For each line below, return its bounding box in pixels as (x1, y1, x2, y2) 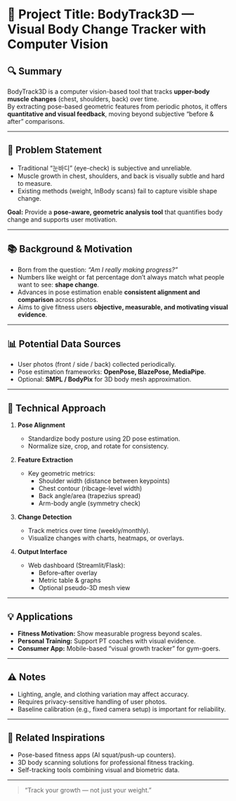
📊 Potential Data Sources (7, 338, 122, 351)
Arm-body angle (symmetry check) (38, 499, 141, 507)
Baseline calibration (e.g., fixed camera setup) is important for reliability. (17, 705, 226, 713)
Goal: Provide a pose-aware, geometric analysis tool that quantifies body (7, 208, 223, 216)
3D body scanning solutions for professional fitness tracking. (17, 758, 195, 767)
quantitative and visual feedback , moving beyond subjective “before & (7, 110, 214, 118)
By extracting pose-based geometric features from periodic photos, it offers (7, 102, 228, 111)
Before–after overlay (38, 569, 98, 577)
